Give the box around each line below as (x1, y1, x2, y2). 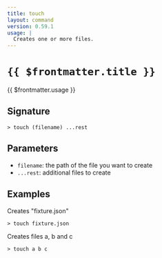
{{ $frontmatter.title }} (7, 66, 156, 79)
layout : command (7, 17, 54, 23)
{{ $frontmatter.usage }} (7, 86, 76, 94)
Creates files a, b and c (7, 232, 73, 240)
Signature (7, 106, 50, 117)
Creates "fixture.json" (7, 206, 69, 215)
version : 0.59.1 (7, 23, 54, 30)
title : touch (7, 10, 45, 17)
